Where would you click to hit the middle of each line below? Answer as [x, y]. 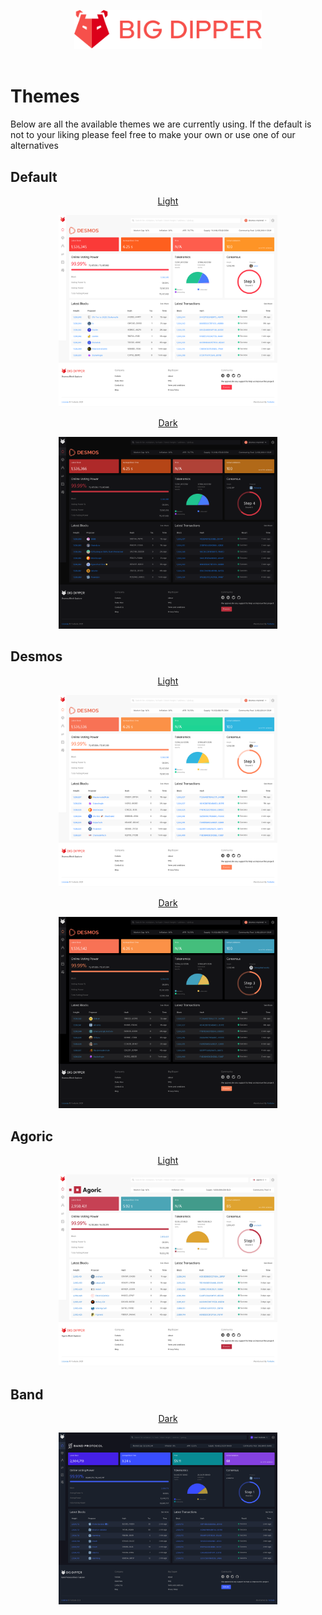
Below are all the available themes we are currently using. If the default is [161, 124]
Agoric [32, 1136]
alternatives [34, 146]
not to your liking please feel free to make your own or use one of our [153, 135]
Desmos [36, 656]
